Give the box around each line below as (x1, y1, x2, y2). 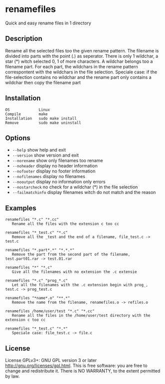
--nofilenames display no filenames (12, 174, 86, 180)
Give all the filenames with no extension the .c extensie (11, 269, 137, 275)
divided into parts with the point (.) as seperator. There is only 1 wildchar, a (5, 53, 159, 59)
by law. (5, 373, 20, 379)
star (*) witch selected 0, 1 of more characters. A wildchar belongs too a (5, 58, 153, 64)
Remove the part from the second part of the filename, (11, 252, 131, 257)
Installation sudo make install (5, 116, 77, 121)
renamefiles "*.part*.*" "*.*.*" (5, 248, 75, 253)
